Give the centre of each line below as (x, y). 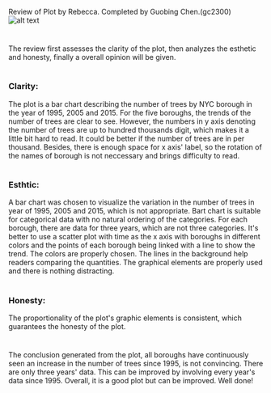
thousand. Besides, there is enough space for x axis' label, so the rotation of (135, 147)
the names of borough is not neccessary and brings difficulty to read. (124, 155)
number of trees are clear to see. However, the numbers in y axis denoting (132, 121)
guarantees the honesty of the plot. (67, 326)
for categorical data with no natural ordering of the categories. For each (128, 220)
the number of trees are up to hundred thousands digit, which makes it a (129, 129)
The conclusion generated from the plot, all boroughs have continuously (129, 355)
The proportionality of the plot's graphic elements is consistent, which (125, 318)
